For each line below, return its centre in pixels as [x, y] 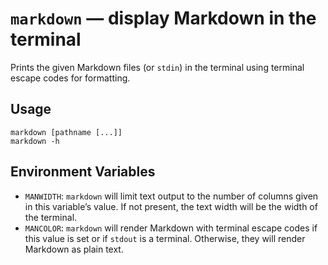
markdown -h [35, 141]
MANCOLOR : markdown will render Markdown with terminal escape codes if [171, 228]
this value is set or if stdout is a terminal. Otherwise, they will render [165, 238]
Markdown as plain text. [74, 249]
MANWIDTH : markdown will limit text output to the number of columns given [171, 196]
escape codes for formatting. [70, 78]
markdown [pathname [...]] [66, 132]
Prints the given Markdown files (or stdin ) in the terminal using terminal [157, 67]
